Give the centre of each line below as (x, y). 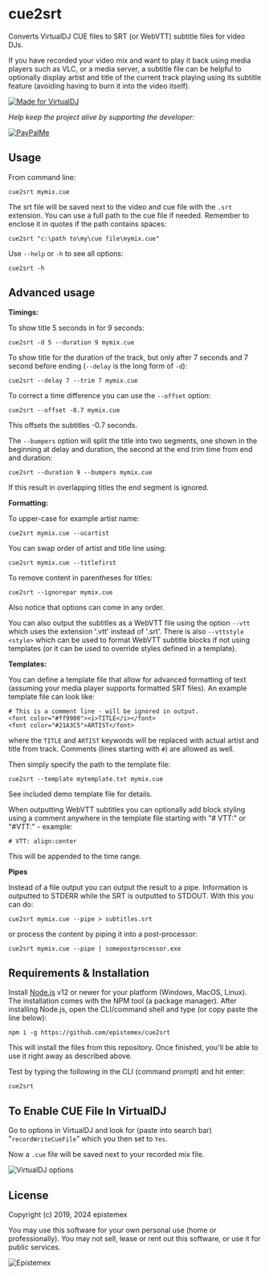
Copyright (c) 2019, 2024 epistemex (68, 1214)
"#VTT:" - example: (41, 826)
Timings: (23, 312)
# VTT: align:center (43, 841)
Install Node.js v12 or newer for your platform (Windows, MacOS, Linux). (128, 992)
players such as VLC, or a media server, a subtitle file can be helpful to (125, 68)
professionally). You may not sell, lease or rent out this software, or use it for (134, 1238)
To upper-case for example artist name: (74, 518)
